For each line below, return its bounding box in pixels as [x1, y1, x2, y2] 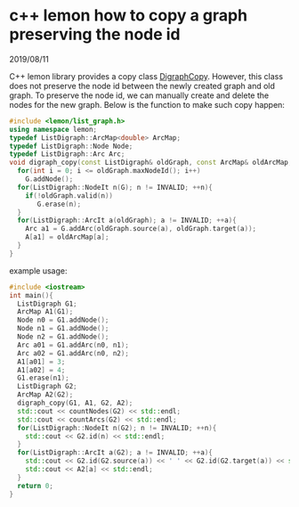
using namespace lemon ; [9, 125, 98, 134]
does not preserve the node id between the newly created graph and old [9, 80, 276, 91]
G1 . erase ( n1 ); [17, 373, 69, 383]
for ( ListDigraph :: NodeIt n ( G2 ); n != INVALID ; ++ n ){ [17, 423, 217, 432]
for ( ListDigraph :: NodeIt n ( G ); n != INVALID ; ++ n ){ [17, 183, 214, 192]
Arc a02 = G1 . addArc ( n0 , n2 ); [17, 348, 129, 357]
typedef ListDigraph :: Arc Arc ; [9, 150, 125, 159]
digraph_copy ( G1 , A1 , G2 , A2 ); [17, 398, 133, 408]
